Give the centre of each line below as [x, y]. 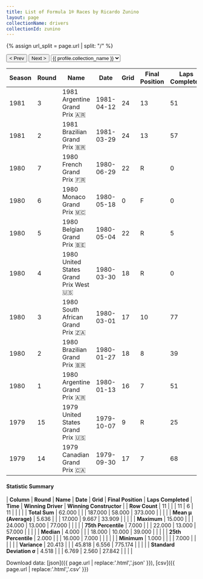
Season [21, 78]
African [73, 317]
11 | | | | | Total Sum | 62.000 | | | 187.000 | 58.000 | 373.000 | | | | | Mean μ [99, 512]
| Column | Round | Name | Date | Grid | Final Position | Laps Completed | [99, 500]
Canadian [76, 455]
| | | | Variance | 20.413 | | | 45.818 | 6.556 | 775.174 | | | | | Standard [91, 545]
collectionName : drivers [37, 23]
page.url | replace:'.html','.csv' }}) [47, 569]
